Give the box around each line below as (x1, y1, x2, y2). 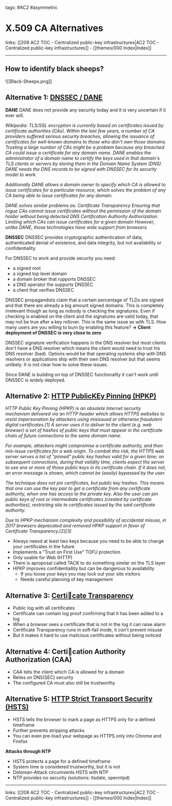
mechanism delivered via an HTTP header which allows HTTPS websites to (5, 411, 165, 417)
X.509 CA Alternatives (5, 23, 103, 34)
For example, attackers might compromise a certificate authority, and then (5, 442, 163, 449)
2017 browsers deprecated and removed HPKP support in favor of (5, 523, 145, 529)
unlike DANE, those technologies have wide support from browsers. (5, 224, 148, 230)
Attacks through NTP (5, 748, 51, 754)
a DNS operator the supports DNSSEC (12, 281, 94, 288)
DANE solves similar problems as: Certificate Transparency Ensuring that (5, 202, 160, 208)
